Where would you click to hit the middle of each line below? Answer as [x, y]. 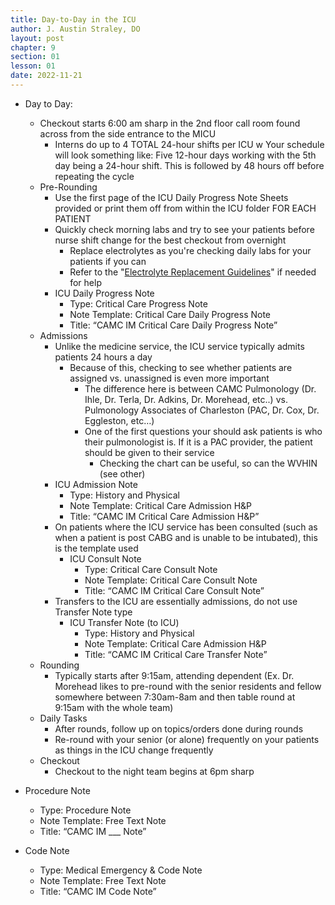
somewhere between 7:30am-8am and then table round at [175, 697]
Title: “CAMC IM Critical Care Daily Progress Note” [173, 325]
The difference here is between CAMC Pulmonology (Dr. [200, 388]
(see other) [122, 473]
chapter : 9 [33, 47]
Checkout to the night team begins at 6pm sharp [154, 771]
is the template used [96, 548]
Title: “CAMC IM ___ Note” [93, 831]
